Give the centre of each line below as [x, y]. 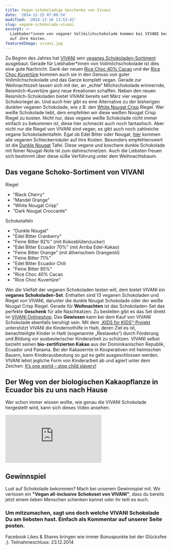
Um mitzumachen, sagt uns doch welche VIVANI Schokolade [82, 513]
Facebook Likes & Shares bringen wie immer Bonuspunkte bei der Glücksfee [86, 537]
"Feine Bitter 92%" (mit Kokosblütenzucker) [59, 241]
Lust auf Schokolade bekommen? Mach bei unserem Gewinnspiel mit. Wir [83, 489]
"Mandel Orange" [31, 200]
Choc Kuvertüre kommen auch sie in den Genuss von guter [68, 74]
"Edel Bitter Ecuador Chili [39, 263]
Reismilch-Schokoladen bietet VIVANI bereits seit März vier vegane [76, 96]
